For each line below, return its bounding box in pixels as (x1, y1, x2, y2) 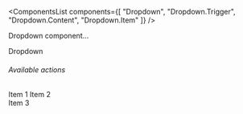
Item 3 (8, 98, 30, 108)
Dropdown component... (8, 31, 89, 40)
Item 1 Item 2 (8, 90, 51, 100)
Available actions (8, 64, 66, 75)
